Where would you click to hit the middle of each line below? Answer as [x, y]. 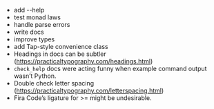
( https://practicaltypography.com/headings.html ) [83, 61]
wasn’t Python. [35, 76]
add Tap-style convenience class [61, 47]
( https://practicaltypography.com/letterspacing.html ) [89, 90]
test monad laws [37, 17]
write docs [29, 32]
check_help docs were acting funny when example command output [110, 69]
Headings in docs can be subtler [60, 54]
